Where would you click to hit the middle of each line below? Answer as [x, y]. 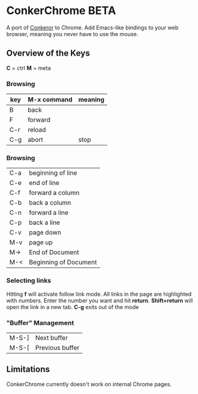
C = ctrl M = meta [29, 68]
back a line [45, 222]
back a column [50, 203]
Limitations [28, 369]
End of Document [54, 252]
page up [41, 243]
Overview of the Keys [48, 53]
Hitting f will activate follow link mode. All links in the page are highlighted [99, 294]
